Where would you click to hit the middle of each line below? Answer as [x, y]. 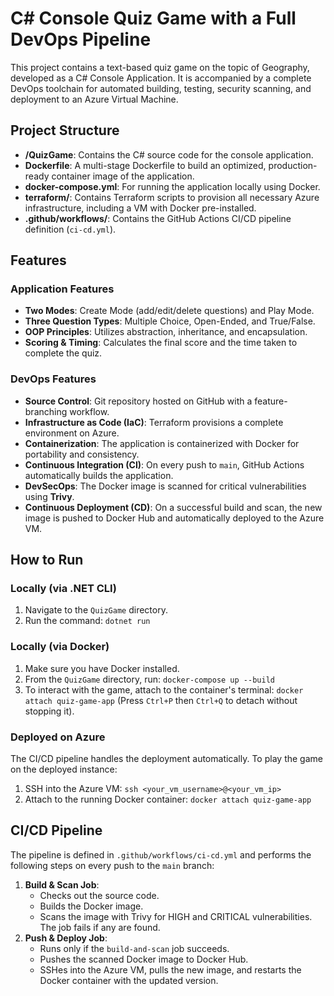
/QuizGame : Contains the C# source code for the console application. [169, 154]
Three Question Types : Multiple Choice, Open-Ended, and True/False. [170, 321]
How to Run [47, 560]
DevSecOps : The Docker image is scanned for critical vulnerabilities [165, 486]
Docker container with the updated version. [129, 980]
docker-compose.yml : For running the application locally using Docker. [172, 186]
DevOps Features [53, 379]
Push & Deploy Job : [66, 938]
